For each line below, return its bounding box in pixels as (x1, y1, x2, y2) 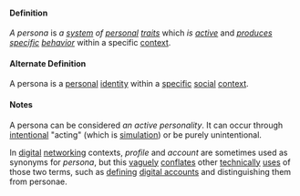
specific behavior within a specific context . (9, 37, 171, 48)
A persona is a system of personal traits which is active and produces (9, 27, 273, 38)
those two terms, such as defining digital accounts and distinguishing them (9, 166, 292, 177)
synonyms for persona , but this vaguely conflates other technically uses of (9, 156, 291, 168)
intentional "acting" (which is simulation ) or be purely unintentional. (9, 129, 263, 140)
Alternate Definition (9, 57, 87, 68)
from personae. (9, 176, 67, 187)
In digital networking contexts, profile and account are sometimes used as (9, 147, 288, 158)
